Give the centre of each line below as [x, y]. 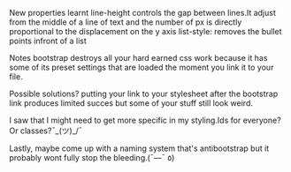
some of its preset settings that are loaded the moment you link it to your [142, 67]
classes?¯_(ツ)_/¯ [51, 131]
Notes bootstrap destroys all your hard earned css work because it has [138, 58]
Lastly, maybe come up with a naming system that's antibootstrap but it [139, 148]
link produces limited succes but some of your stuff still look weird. [131, 103]
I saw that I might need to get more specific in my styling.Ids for [125, 120]
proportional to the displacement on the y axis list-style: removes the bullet [145, 31]
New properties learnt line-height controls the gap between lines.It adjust [142, 13]
